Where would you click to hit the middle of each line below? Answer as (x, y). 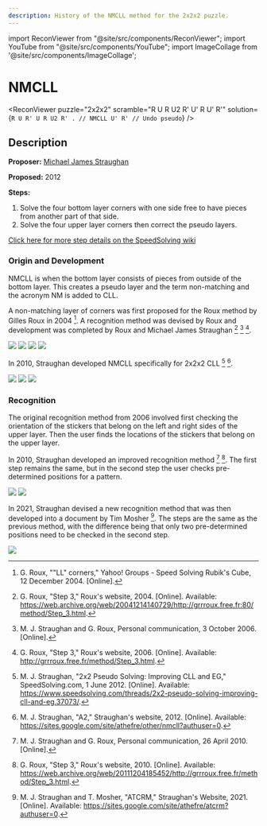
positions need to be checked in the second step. (89, 535)
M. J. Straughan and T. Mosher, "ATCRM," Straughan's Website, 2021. (134, 797)
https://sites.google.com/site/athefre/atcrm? (156, 806)
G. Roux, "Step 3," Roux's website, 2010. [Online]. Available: (118, 765)
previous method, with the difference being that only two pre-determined (128, 526)
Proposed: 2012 (35, 177)
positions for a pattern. (85, 476)
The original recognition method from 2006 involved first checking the (123, 417)
